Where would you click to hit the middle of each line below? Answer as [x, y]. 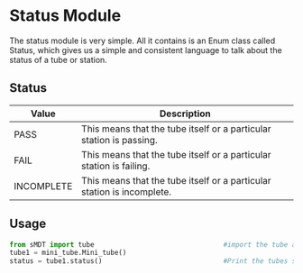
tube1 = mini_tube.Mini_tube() [68, 253]
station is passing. [119, 140]
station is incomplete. [126, 192]
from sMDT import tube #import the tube [149, 244]
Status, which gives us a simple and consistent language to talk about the [146, 50]
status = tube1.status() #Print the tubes [149, 261]
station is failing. [115, 166]
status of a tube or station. [59, 59]
